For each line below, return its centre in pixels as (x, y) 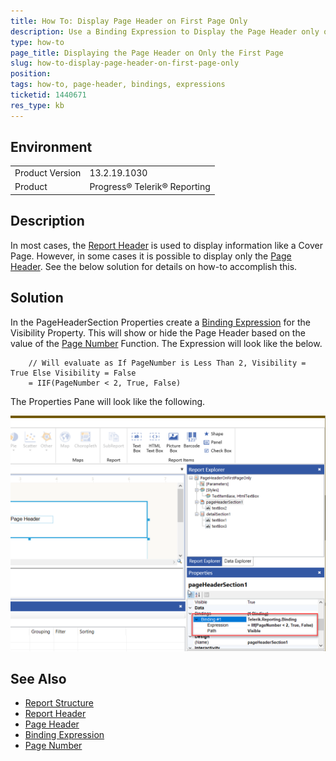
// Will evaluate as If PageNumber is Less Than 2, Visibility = (167, 363)
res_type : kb (37, 105)
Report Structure (59, 703)
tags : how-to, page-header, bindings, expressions (118, 85)
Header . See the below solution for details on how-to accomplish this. (154, 266)
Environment (51, 147)
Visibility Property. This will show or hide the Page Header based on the (158, 332)
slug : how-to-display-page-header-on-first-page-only (125, 63)
